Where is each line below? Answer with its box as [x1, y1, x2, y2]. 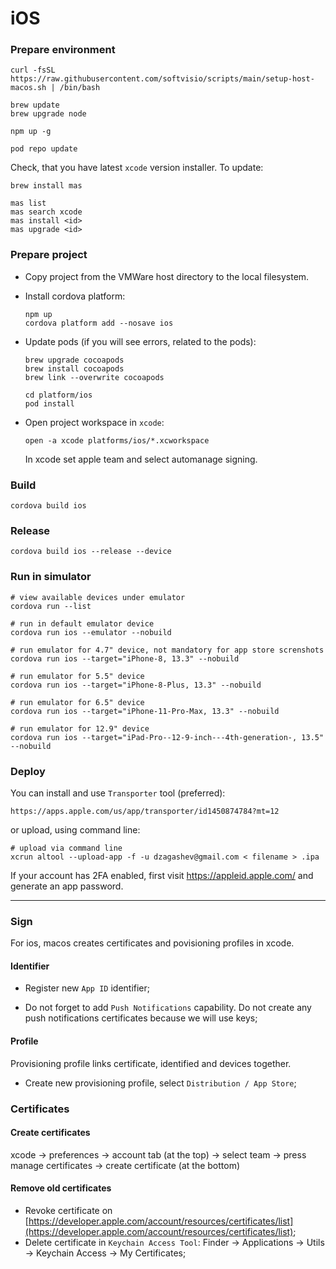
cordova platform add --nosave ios [24, 318, 174, 328]
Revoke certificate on [24, 1205, 113, 1216]
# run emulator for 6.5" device [10, 697, 145, 707]
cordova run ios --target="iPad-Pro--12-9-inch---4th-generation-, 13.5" [10, 732, 325, 742]
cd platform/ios [24, 390, 93, 400]
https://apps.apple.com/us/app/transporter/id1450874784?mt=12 [10, 806, 280, 816]
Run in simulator [10, 570, 92, 584]
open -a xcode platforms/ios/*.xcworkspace [24, 435, 210, 446]
